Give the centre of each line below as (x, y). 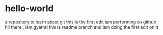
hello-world (29, 9)
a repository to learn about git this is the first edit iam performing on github (81, 22)
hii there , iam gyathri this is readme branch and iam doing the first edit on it (82, 27)
